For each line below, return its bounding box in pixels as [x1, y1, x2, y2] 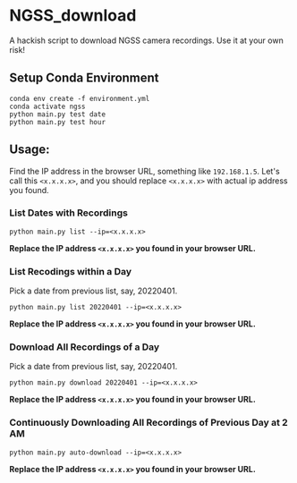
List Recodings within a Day [9, 265, 132, 277]
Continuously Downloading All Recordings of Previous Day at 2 [9, 417, 288, 429]
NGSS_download [9, 5, 137, 26]
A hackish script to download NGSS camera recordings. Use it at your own [9, 35, 284, 46]
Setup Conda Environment [9, 71, 159, 86]
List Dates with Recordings [9, 207, 128, 219]
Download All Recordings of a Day [9, 341, 160, 353]
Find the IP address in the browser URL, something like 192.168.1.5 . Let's [9, 165, 280, 176]
